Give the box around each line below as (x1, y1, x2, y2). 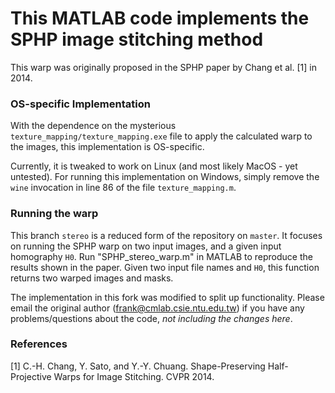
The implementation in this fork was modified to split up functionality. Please (10, 291, 325, 303)
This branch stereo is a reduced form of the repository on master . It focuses (10, 229, 323, 241)
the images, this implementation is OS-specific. (10, 141, 205, 153)
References (10, 337, 68, 351)
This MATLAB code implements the (10, 7, 310, 30)
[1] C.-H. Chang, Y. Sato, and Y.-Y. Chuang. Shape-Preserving (10, 360, 266, 372)
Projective (10, 370, 52, 382)
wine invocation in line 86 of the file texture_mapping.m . (10, 182, 237, 194)
